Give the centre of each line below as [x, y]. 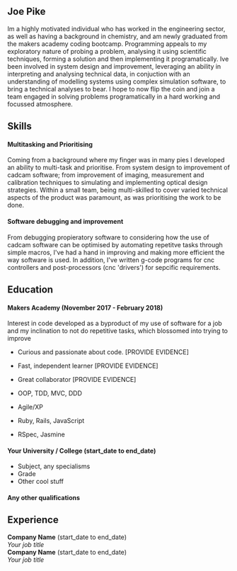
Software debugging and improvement [65, 221]
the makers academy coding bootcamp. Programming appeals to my [107, 44]
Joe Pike [27, 12]
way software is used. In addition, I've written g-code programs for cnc [111, 260]
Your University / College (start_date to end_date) [82, 451]
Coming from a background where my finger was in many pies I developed [116, 160]
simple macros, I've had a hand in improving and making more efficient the [116, 252]
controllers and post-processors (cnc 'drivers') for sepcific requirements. [114, 267]
